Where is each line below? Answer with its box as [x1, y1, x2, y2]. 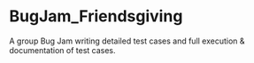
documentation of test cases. [9, 44, 117, 55]
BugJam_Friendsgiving [9, 6, 183, 27]
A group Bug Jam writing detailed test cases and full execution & [9, 35, 245, 46]
